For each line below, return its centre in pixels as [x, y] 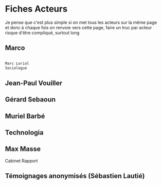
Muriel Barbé [25, 116]
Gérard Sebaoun [30, 100]
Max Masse [23, 149]
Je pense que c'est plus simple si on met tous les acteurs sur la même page [81, 22]
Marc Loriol [17, 63]
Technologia [24, 133]
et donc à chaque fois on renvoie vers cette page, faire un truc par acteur [79, 27]
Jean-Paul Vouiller [34, 83]
